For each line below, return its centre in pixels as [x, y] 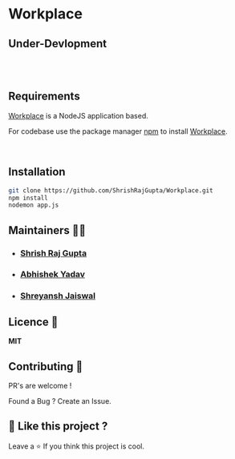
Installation [37, 172]
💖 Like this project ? [58, 427]
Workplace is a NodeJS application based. [78, 115]
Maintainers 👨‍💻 [47, 230]
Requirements [44, 97]
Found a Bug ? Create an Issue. [60, 401]
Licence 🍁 [33, 322]
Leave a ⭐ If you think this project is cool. [76, 446]
